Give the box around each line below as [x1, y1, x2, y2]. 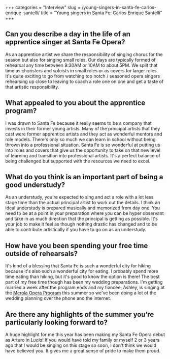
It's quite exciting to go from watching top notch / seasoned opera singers [5, 73, 160, 79]
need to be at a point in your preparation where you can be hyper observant [5, 210, 164, 216]
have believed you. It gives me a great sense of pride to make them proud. [5, 348, 161, 354]
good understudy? [5, 181, 65, 189]
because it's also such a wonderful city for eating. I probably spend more [5, 268, 158, 274]
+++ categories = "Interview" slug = [5, 5, 81, 10]
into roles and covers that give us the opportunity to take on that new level [5, 147, 161, 153]
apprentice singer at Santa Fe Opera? [5, 38, 125, 46]
